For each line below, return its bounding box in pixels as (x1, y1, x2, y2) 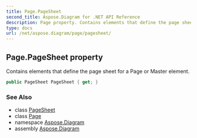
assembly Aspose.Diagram (14, 125, 80, 132)
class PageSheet (14, 106, 56, 113)
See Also (6, 93, 32, 101)
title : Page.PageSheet (6, 8, 62, 15)
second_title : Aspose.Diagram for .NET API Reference (6, 14, 141, 20)
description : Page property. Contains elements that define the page (6, 19, 180, 25)
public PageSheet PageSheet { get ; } (6, 79, 98, 85)
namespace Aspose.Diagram (14, 119, 85, 126)
